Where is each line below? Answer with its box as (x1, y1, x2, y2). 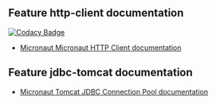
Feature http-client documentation (8, 6, 184, 20)
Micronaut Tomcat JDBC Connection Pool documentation (19, 87, 209, 96)
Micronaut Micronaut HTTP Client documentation (19, 43, 182, 52)
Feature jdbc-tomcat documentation (8, 66, 193, 79)
